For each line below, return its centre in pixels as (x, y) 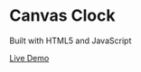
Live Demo (29, 58)
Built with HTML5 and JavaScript (70, 40)
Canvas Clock (62, 16)
